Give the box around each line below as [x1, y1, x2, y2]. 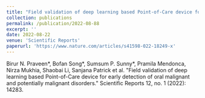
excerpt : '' [6, 26, 37, 32]
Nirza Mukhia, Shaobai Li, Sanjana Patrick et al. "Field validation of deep [6, 66, 188, 73]
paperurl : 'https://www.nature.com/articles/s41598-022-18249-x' [6, 43, 176, 50]
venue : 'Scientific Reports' [6, 37, 81, 43]
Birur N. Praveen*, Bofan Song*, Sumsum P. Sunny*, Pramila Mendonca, [6, 59, 186, 67]
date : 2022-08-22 [6, 32, 51, 38]
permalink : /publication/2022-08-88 [6, 20, 99, 26]
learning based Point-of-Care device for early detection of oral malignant [6, 73, 190, 80]
